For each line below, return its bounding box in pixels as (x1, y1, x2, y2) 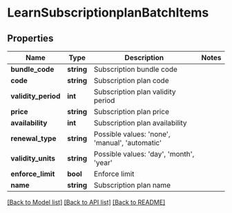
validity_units (10, 154, 55, 163)
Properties (7, 33, 54, 44)
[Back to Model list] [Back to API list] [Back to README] (7, 198, 166, 206)
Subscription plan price (93, 107, 169, 116)
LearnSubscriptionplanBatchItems (7, 5, 209, 21)
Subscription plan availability (93, 118, 187, 127)
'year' (93, 158, 113, 167)
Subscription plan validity (93, 87, 176, 96)
